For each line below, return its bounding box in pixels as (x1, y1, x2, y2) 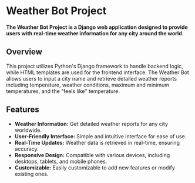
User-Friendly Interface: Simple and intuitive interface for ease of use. (14, 132, 187, 139)
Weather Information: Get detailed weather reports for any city (14, 120, 169, 127)
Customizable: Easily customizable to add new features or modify (14, 164, 175, 171)
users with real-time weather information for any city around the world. (6, 29, 184, 36)
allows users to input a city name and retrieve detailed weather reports (6, 75, 177, 82)
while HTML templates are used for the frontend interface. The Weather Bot (6, 69, 189, 76)
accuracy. (14, 145, 39, 152)
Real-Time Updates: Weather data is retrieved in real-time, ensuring (14, 139, 180, 146)
